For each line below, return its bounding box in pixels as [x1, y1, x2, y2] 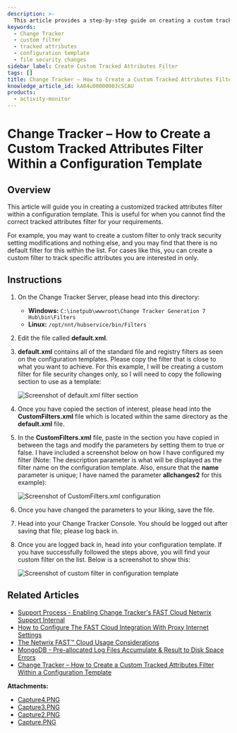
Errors [17, 653, 36, 661]
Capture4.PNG [17, 695, 61, 703]
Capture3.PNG [17, 703, 60, 711]
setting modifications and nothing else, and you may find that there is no [7, 239, 218, 247]
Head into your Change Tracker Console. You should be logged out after [17, 519, 228, 527]
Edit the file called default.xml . [17, 333, 108, 342]
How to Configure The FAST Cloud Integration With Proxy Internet [17, 623, 209, 632]
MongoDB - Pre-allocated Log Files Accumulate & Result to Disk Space [17, 646, 224, 654]
